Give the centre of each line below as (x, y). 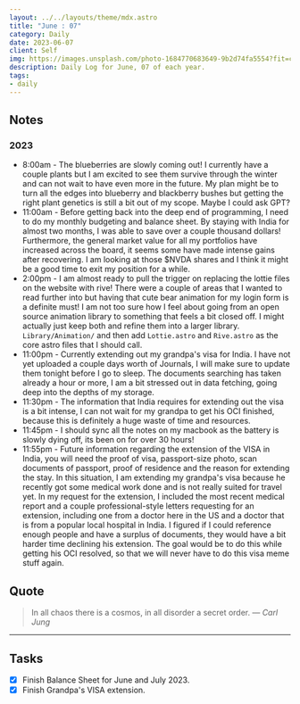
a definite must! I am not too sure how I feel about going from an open (150, 307)
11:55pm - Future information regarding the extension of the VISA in (146, 449)
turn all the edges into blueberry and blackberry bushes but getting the (153, 194)
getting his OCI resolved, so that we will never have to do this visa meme (156, 553)
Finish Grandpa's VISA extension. (83, 690)
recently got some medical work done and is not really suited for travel (152, 487)
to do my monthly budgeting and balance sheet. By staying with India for (156, 222)
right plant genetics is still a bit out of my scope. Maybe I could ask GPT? (156, 203)
